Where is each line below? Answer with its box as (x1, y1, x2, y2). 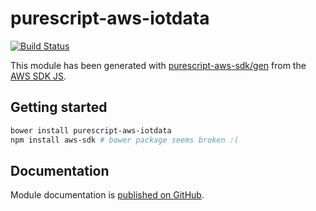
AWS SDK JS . (10, 70, 67, 82)
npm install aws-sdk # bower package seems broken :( (10, 135, 240, 145)
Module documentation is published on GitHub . (10, 189, 205, 201)
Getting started (10, 99, 108, 116)
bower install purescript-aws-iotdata (10, 125, 172, 136)
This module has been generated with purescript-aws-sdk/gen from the (10, 59, 307, 71)
